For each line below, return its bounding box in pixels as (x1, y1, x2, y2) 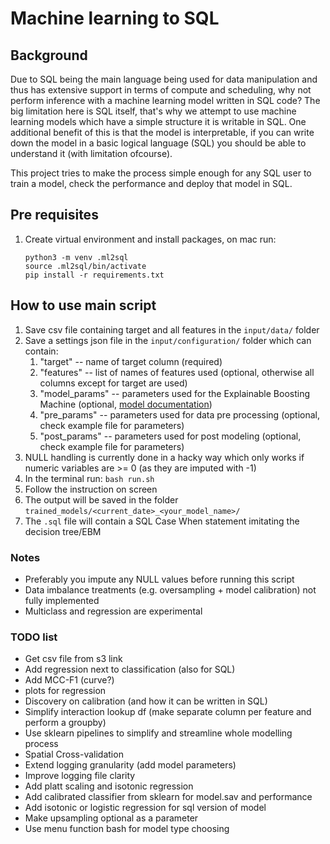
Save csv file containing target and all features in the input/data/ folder (24, 323, 320, 336)
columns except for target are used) (39, 377, 188, 389)
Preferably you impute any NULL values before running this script (24, 573, 295, 585)
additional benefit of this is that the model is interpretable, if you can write (10, 127, 315, 138)
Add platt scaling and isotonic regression (24, 780, 194, 792)
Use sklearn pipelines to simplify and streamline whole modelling (24, 727, 293, 739)
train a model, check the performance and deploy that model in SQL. (10, 178, 293, 189)
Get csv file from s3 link (24, 653, 123, 665)
